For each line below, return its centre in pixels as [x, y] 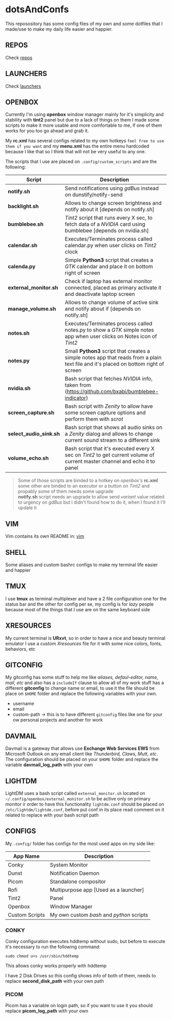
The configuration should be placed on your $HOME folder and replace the [82, 760]
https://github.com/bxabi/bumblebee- [113, 392]
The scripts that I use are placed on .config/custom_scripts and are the [81, 162]
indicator [76, 398]
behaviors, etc [20, 649]
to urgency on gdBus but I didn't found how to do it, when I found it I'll [91, 502]
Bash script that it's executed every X [110, 449]
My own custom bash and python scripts [99, 915]
